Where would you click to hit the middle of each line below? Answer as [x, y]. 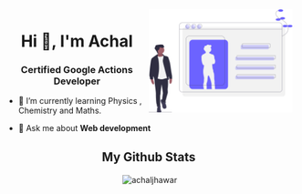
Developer [77, 81]
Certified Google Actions [77, 70]
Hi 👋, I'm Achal [77, 41]
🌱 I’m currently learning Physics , [80, 101]
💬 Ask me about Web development [84, 128]
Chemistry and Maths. [60, 111]
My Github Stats [149, 157]
